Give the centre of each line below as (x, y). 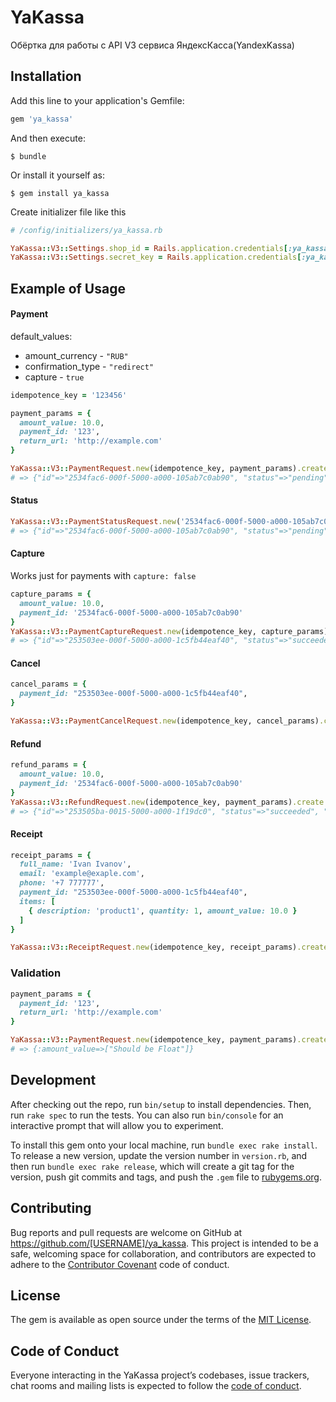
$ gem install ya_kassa (60, 193)
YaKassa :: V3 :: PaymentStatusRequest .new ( (96, 522)
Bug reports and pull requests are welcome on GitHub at (126, 1232)
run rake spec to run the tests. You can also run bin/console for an (147, 1115)
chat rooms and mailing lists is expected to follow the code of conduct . (156, 1386)
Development (53, 1080)
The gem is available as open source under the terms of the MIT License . (161, 1320)
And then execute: (48, 138)
